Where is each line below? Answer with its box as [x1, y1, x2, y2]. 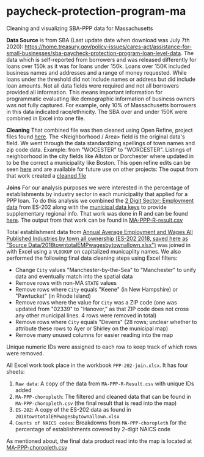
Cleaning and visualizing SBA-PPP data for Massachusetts [6, 25, 153, 32]
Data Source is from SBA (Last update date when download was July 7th [6, 36, 190, 43]
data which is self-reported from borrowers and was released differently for [6, 56, 197, 63]
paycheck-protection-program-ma [6, 4, 186, 18]
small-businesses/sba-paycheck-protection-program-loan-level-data [6, 49, 181, 56]
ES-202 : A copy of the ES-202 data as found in [15, 406, 131, 413]
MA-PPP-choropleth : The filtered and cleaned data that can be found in [15, 393, 191, 400]
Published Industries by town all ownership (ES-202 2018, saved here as [6, 235, 188, 242]
